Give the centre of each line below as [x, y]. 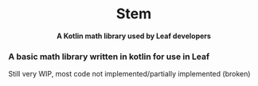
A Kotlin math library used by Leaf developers [134, 36]
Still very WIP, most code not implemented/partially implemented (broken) [129, 74]
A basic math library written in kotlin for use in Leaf [109, 57]
